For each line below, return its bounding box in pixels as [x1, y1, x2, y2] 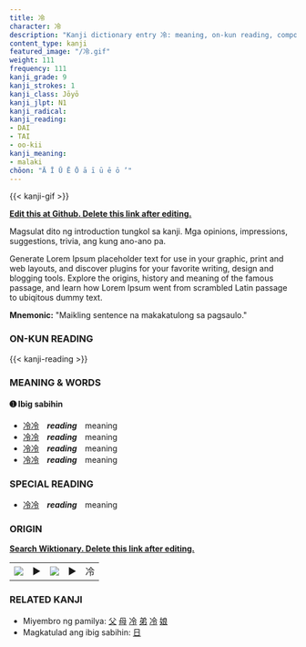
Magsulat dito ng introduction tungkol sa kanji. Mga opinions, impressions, [9, 226, 289, 237]
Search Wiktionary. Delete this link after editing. [9, 543, 195, 554]
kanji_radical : [9, 107, 67, 116]
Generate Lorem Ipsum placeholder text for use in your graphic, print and [9, 253, 284, 264]
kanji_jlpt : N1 [9, 98, 67, 108]
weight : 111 [9, 56, 55, 65]
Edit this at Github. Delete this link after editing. [9, 209, 192, 220]
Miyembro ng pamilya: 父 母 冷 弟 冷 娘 [22, 615, 168, 626]
